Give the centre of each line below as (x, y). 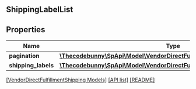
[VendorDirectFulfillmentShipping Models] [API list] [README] (80, 80)
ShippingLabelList (40, 10)
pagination (24, 56)
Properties (26, 30)
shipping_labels (32, 66)
